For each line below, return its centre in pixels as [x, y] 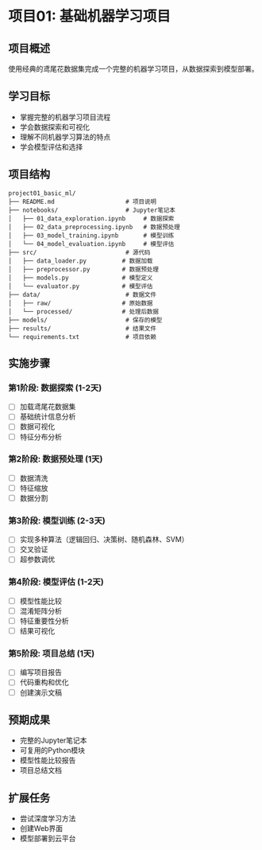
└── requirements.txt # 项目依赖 [83, 337]
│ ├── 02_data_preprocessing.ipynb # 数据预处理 [94, 227]
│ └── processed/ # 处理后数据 [83, 311]
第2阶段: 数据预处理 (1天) [56, 459]
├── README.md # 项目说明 [83, 201]
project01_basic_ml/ [42, 193]
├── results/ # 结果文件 [83, 328]
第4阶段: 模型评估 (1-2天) [56, 582]
